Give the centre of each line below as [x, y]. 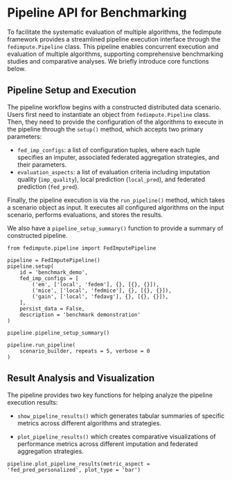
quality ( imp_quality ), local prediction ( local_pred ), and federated [111, 179]
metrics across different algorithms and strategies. [89, 423]
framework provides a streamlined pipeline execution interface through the [114, 39]
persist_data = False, [52, 308]
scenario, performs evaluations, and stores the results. [85, 214]
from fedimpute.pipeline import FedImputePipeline [82, 248]
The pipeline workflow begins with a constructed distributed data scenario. [114, 107]
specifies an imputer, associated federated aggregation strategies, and [118, 157]
